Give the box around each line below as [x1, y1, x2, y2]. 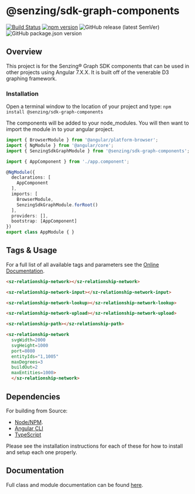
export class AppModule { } [6, 229, 75, 236]
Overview [6, 47, 43, 57]
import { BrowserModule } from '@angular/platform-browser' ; [6, 137, 159, 143]
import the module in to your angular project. [6, 126, 114, 133]
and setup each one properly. [6, 448, 77, 456]
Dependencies [6, 392, 60, 402]
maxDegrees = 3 [11, 359, 43, 365]
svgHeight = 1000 [11, 342, 49, 348]
